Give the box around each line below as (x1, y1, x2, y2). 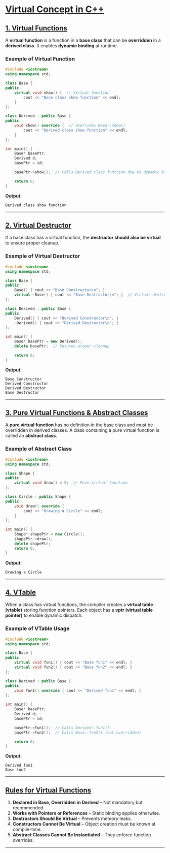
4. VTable (5, 588, 36, 596)
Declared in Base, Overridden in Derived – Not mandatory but (12, 799, 143, 806)
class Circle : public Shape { (5, 494, 71, 499)
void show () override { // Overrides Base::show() (14, 123, 125, 128)
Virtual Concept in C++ (5, 4, 104, 15)
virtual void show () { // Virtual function (14, 90, 110, 95)
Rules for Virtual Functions (5, 786, 92, 795)
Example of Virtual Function (5, 55, 75, 62)
